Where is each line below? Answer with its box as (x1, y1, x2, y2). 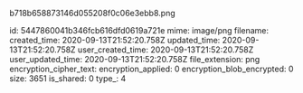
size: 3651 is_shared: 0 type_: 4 (9, 73, 127, 84)
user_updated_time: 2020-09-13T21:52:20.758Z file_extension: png (9, 54, 260, 64)
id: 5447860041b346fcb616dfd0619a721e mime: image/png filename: (9, 25, 270, 35)
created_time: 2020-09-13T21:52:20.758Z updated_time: (9, 35, 221, 45)
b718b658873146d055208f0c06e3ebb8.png (9, 8, 175, 18)
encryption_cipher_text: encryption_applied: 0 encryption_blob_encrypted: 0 (9, 63, 294, 74)
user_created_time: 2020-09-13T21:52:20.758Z (77, 44, 254, 55)
